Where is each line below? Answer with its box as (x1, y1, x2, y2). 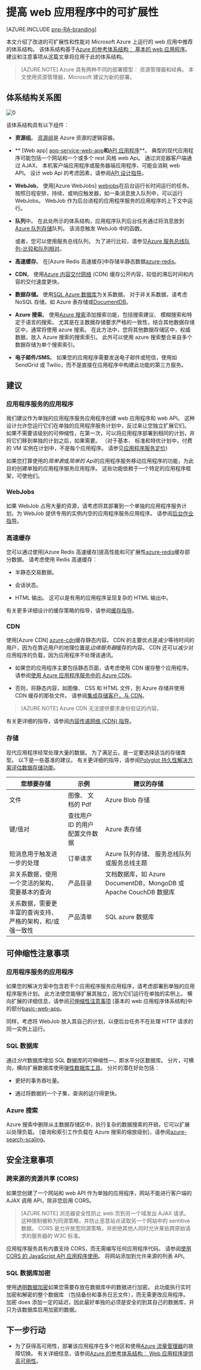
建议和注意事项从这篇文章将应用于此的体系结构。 (6, 53, 127, 60)
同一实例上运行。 (6, 1025, 48, 1032)
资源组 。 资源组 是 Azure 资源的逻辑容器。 (14, 134, 118, 141)
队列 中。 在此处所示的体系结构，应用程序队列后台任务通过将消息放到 (14, 217, 184, 224)
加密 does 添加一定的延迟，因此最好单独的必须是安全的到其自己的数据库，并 (6, 1298, 194, 1305)
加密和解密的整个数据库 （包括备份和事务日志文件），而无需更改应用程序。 (6, 1291, 188, 1298)
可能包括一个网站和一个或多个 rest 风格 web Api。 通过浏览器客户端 (20, 154, 187, 161)
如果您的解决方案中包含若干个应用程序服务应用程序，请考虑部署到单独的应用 (6, 983, 195, 990)
